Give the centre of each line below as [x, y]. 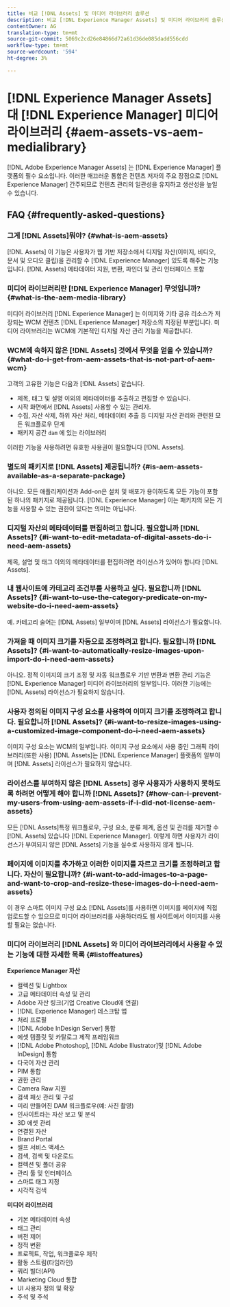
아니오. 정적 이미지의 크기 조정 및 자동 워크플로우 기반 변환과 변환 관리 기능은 [109, 675]
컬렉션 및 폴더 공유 [42, 1165]
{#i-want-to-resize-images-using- [163, 722]
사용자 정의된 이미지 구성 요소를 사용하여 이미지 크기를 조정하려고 [107, 712]
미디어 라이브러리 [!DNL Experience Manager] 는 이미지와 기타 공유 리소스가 [110, 313]
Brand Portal [35, 1139]
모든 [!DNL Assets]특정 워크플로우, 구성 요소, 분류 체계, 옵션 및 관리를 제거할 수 [113, 827]
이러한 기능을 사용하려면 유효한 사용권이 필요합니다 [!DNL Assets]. [96, 447]
